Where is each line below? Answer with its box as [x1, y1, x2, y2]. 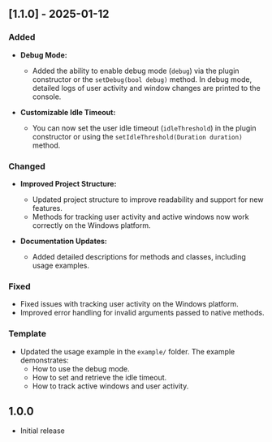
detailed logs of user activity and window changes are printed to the [32, 83, 261, 92]
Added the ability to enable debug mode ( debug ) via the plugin [32, 66, 240, 75]
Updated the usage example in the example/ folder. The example [19, 346, 235, 356]
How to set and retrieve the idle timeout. [32, 372, 167, 382]
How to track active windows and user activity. [32, 381, 189, 391]
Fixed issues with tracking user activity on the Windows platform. [19, 299, 239, 309]
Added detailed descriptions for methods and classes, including [32, 251, 246, 261]
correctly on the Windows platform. [32, 220, 152, 230]
